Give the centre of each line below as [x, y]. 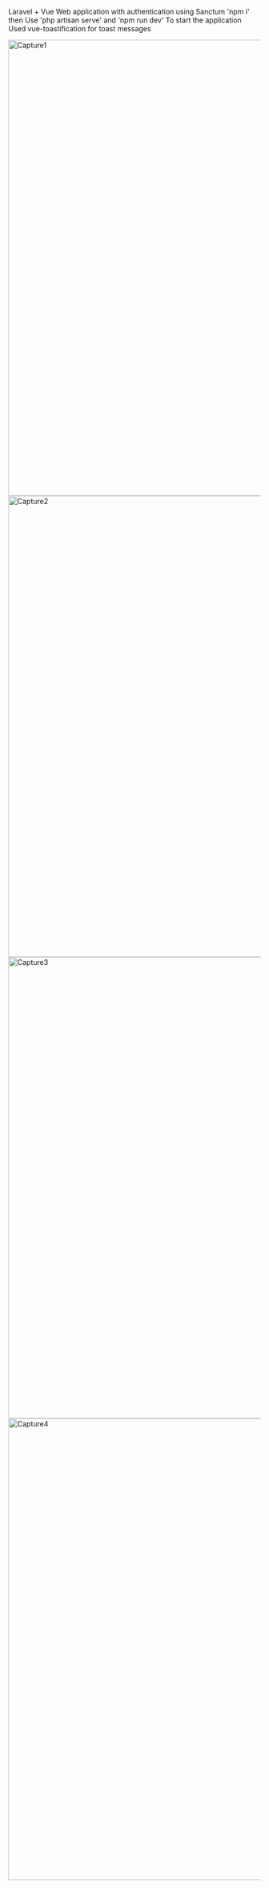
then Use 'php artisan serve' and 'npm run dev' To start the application [125, 20]
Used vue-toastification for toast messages [80, 28]
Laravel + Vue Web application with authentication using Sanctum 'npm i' [129, 12]
